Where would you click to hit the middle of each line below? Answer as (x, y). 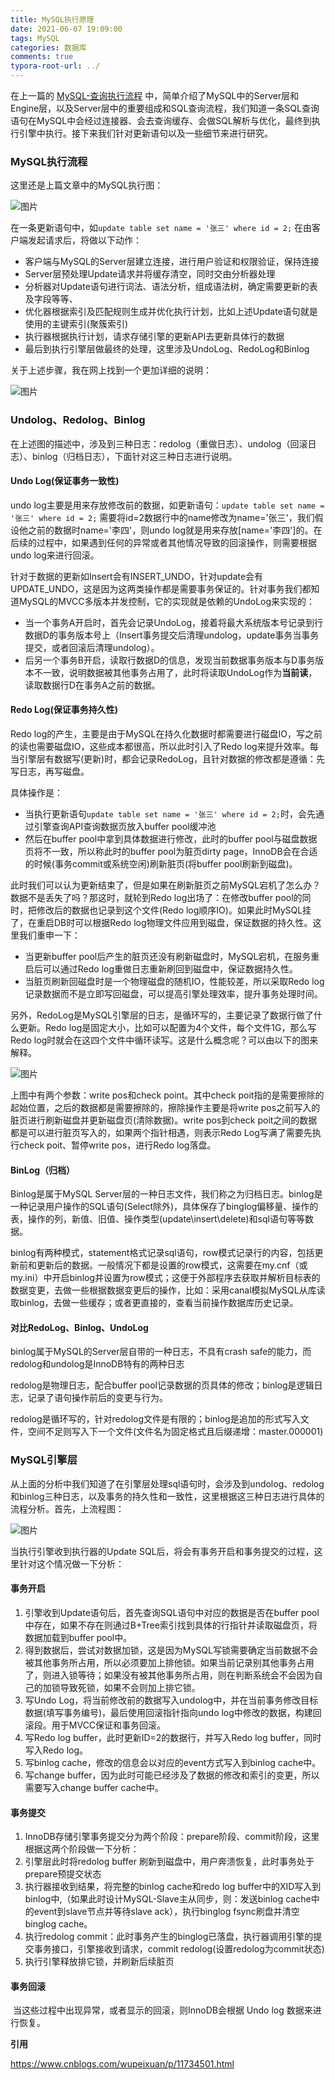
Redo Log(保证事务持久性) (64, 710)
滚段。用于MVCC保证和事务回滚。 (95, 1725)
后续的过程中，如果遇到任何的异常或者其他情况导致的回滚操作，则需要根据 (163, 542)
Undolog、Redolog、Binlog (78, 420)
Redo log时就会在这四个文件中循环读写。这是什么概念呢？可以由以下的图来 (164, 1040)
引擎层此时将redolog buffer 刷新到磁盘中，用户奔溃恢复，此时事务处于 (169, 1862)
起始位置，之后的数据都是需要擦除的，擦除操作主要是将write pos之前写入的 (165, 1107)
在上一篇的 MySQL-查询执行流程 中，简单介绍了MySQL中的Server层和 (155, 95)
